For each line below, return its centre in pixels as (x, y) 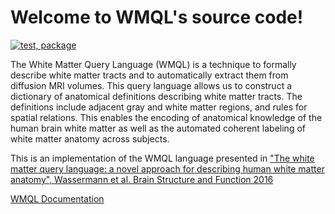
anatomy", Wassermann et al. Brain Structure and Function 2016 (142, 179)
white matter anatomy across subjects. (90, 138)
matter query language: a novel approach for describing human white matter (167, 168)
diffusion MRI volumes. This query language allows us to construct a (151, 85)
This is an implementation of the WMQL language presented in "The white (162, 158)
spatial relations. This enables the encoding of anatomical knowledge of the (166, 117)
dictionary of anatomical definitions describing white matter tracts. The (156, 96)
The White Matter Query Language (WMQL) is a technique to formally (153, 64)
